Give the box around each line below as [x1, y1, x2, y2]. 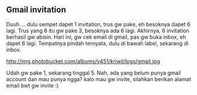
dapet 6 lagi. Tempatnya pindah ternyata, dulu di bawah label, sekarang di [6, 39, 189, 47]
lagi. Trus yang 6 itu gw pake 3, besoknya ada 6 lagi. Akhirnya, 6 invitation [6, 27, 190, 34]
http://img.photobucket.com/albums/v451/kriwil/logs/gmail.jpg [6, 57, 160, 65]
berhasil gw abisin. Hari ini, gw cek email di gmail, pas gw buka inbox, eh [6, 33, 187, 41]
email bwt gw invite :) [6, 82, 59, 89]
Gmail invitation [6, 5, 66, 15]
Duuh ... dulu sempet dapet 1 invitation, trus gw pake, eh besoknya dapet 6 [6, 20, 190, 27]
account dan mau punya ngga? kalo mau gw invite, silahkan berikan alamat [6, 75, 192, 82]
